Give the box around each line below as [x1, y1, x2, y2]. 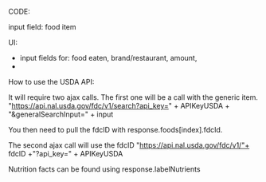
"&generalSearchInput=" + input [8, 109, 114, 119]
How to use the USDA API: [8, 77, 95, 86]
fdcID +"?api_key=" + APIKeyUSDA [8, 149, 123, 158]
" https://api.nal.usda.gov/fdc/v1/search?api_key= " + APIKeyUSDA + [8, 101, 230, 110]
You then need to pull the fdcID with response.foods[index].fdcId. [8, 125, 223, 134]
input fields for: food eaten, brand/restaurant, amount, [19, 53, 198, 62]
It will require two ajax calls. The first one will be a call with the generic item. [8, 93, 259, 102]
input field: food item [8, 22, 77, 31]
